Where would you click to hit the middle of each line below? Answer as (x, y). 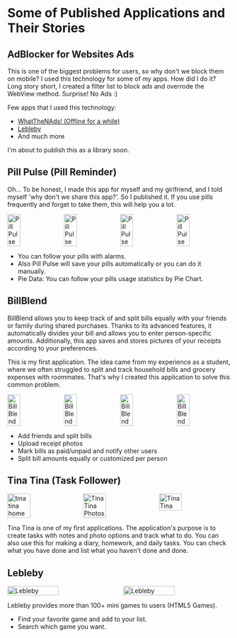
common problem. (34, 384)
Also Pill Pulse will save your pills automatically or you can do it (109, 263)
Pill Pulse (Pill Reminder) (62, 172)
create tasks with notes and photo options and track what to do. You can (113, 535)
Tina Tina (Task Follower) (64, 480)
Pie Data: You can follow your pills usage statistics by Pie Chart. (110, 278)
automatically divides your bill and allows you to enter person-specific (110, 333)
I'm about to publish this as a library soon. (68, 150)
